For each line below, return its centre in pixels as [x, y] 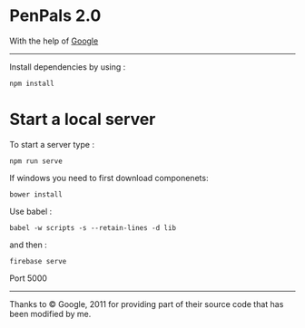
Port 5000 [29, 278]
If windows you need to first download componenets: [109, 178]
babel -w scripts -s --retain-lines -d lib [93, 227]
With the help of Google [54, 41]
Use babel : [31, 211]
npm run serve [36, 161]
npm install [32, 83]
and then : [28, 245]
